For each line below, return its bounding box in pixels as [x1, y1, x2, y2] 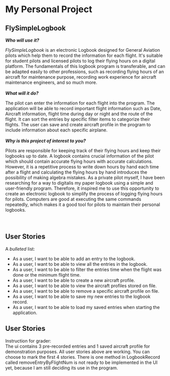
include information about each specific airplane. [5, 127, 108, 133]
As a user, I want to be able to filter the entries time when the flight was [12, 266, 162, 272]
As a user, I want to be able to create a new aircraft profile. [12, 277, 135, 283]
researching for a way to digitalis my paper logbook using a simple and [5, 180, 153, 186]
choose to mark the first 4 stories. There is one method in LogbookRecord [5, 354, 160, 360]
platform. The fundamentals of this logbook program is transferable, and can [5, 63, 165, 69]
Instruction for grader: [5, 337, 52, 344]
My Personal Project [5, 4, 92, 15]
